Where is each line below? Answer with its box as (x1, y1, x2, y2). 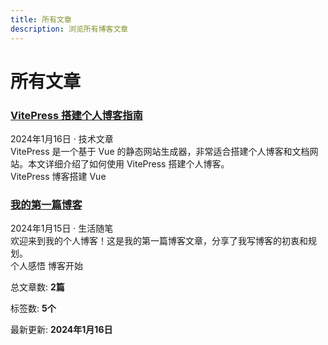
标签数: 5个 (10, 302, 57, 315)
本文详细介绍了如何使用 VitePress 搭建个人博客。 (27, 157, 230, 170)
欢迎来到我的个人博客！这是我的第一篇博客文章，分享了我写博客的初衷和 (10, 235, 308, 247)
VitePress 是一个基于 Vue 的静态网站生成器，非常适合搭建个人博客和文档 (10, 145, 310, 157)
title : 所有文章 (10, 14, 72, 25)
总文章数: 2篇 (10, 281, 65, 293)
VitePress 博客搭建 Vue (10, 170, 107, 182)
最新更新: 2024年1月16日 (10, 324, 113, 336)
